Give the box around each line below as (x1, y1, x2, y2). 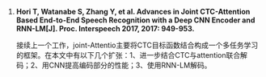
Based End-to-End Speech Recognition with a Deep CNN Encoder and (15, 15, 255, 25)
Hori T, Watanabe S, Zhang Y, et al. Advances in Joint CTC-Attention (15, 7, 251, 16)
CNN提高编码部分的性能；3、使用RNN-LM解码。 (49, 60, 212, 70)
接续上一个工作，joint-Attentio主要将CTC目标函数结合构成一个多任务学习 (15, 40, 259, 50)
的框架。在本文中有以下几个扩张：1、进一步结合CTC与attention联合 (15, 51, 241, 59)
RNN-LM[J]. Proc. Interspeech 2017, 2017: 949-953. (15, 24, 195, 33)
